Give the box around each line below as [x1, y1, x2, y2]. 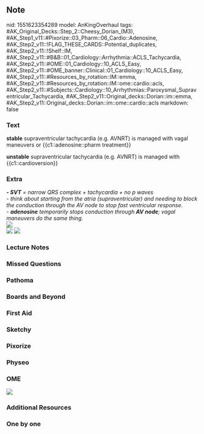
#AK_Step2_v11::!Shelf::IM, [6, 47, 73, 54]
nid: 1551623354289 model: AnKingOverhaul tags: [6, 21, 133, 28]
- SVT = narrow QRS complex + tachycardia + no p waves [6, 189, 154, 196]
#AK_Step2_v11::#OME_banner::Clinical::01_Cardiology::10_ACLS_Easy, [6, 67, 183, 74]
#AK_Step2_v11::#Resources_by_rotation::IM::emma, [6, 73, 137, 80]
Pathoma [6, 276, 34, 285]
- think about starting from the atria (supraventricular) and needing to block [6, 195, 198, 202]
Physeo [6, 358, 29, 366]
